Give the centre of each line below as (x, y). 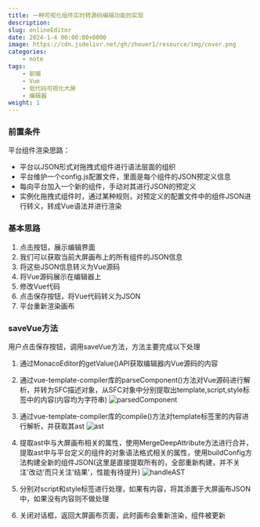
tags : (17, 67)
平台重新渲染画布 (47, 306)
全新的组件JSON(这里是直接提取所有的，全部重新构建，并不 (137, 463)
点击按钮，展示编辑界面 (57, 247)
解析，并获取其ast (55, 426)
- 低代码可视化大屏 (49, 88)
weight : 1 (24, 103)
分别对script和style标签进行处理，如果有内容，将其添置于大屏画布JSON (135, 489)
